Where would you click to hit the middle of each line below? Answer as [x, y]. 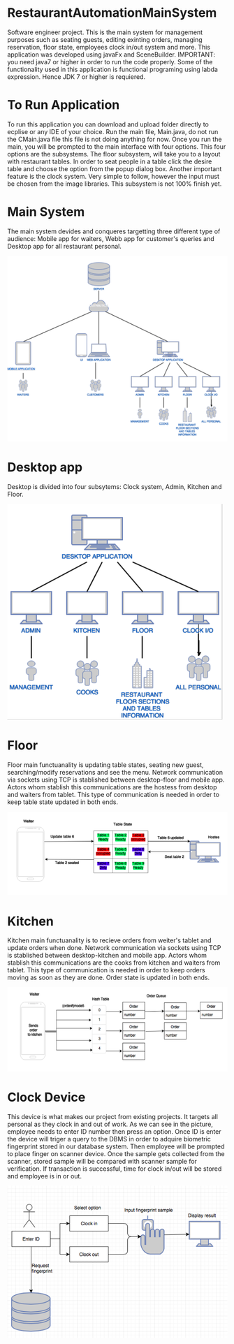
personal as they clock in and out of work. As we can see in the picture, [110, 1124]
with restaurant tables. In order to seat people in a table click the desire [110, 161]
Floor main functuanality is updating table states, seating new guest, [105, 765]
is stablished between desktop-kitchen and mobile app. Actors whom [107, 956]
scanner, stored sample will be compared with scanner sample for [102, 1161]
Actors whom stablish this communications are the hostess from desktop [112, 787]
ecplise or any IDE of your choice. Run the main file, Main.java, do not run [113, 131]
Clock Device [46, 1097]
